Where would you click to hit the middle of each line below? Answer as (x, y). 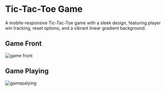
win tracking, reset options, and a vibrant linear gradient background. (76, 28)
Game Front (23, 44)
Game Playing (27, 71)
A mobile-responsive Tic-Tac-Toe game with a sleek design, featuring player (83, 23)
